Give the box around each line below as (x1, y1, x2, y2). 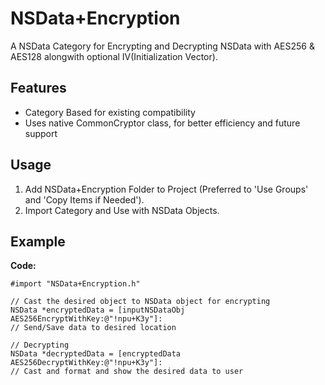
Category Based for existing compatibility (24, 106, 196, 118)
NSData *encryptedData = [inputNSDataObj (10, 305, 186, 316)
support (24, 127, 58, 139)
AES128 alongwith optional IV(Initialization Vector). (10, 50, 218, 62)
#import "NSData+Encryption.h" (10, 279, 141, 289)
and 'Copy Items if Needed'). (24, 193, 145, 206)
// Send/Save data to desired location (10, 323, 177, 333)
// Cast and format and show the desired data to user (10, 367, 244, 377)
